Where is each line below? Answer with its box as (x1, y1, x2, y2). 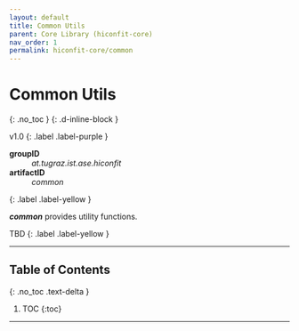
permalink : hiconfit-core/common (9, 46, 133, 55)
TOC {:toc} (21, 303, 62, 314)
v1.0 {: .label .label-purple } (9, 131, 109, 142)
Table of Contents (9, 262, 111, 278)
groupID (9, 149, 40, 159)
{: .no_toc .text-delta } (9, 286, 90, 296)
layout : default (9, 12, 69, 22)
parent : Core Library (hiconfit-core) (9, 29, 153, 38)
